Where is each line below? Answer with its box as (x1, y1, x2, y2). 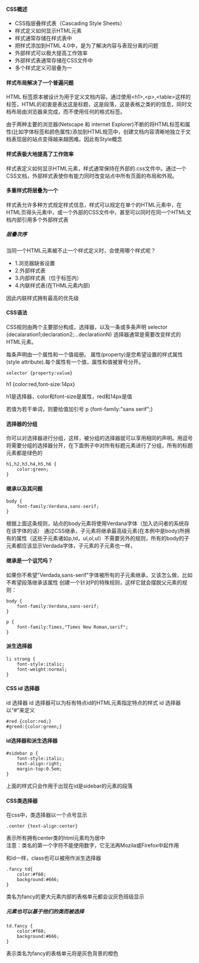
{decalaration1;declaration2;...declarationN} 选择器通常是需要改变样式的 (6, 330, 181, 338)
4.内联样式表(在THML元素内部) (14, 282, 91, 289)
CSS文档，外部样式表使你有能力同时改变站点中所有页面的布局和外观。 (6, 172, 178, 179)
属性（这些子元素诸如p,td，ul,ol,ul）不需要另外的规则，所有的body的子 (16, 535, 190, 542)
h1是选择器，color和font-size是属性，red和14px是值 (6, 393, 132, 400)
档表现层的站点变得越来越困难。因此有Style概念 (6, 135, 123, 143)
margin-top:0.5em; (17, 766, 62, 772)
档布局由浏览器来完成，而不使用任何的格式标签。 (6, 108, 126, 115)
